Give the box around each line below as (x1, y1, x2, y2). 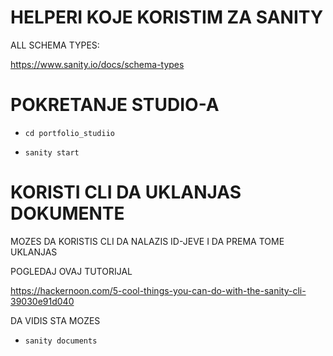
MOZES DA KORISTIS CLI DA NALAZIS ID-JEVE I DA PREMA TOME (10, 235, 285, 247)
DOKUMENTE (10, 202, 125, 225)
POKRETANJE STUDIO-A (10, 94, 220, 116)
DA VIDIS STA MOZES (10, 314, 101, 326)
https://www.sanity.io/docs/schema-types (10, 58, 185, 70)
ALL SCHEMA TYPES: (10, 39, 100, 51)
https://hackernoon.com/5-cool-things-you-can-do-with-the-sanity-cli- (10, 284, 307, 296)
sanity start (24, 147, 80, 158)
